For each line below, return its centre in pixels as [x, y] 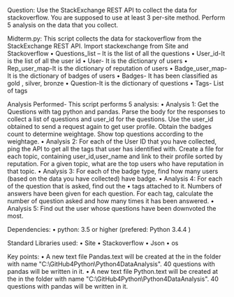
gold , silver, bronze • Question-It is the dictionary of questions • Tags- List [116, 83]
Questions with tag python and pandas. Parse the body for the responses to [116, 112]
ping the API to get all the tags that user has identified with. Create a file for [116, 149]
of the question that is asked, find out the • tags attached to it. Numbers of [115, 186]
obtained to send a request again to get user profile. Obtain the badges [109, 126]
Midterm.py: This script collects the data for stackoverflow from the [104, 39]
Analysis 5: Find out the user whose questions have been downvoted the [112, 208]
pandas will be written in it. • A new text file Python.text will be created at [113, 271]
